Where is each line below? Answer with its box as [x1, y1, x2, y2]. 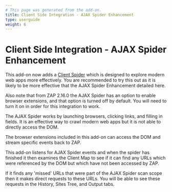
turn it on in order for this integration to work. [5, 103, 101, 110]
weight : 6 [5, 22, 27, 27]
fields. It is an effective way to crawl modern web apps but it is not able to [5, 119, 161, 125]
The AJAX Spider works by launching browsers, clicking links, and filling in [5, 113, 163, 119]
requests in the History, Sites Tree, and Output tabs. [5, 181, 115, 187]
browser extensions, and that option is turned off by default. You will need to [5, 98, 167, 104]
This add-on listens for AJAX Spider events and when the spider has [5, 150, 150, 156]
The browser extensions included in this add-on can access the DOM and [5, 134, 161, 140]
